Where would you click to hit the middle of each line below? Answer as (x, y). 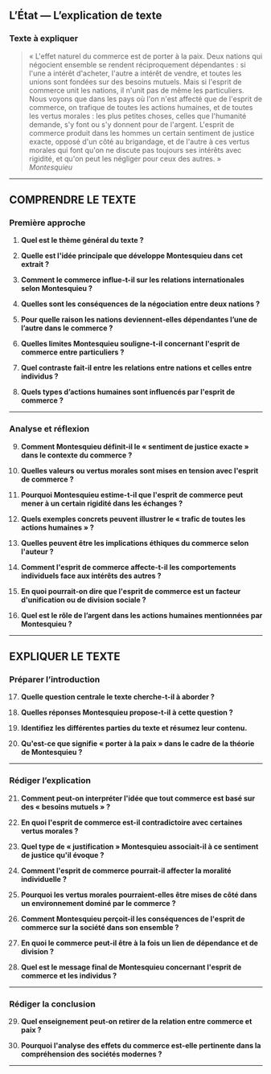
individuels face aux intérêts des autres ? (91, 576)
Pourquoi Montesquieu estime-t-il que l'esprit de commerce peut (132, 494)
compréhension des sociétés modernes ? (91, 1054)
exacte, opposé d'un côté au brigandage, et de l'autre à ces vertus (139, 141)
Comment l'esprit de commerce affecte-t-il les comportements (128, 567)
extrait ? (35, 264)
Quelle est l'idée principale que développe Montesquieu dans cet (132, 256)
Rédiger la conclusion (52, 1004)
